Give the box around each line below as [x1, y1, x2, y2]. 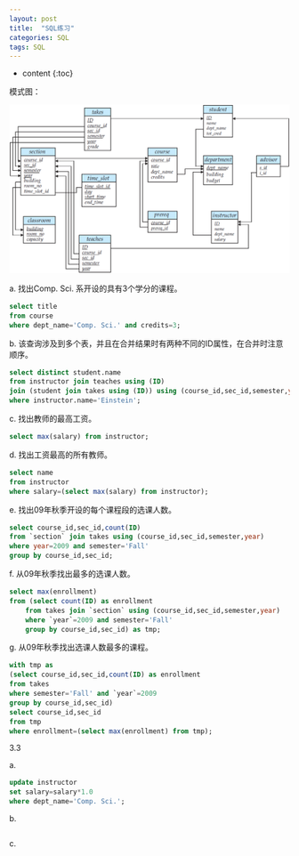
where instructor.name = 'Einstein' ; [9, 396, 141, 405]
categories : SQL [9, 33, 69, 42]
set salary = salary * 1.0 [9, 787, 93, 796]
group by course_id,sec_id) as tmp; [25, 625, 162, 634]
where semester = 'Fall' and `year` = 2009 [9, 690, 158, 699]
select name [9, 468, 53, 477]
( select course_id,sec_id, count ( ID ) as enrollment [9, 670, 201, 680]
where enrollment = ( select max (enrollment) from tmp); [9, 726, 214, 736]
